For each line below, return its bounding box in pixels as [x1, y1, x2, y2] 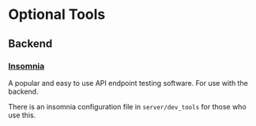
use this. [8, 110, 36, 120]
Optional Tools [8, 6, 106, 24]
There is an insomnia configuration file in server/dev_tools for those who [8, 102, 247, 111]
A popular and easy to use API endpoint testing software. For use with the [8, 78, 249, 87]
